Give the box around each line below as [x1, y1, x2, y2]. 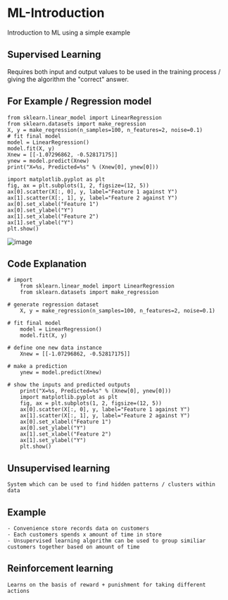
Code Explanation [7, 257, 87, 269]
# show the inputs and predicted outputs [7, 381, 131, 388]
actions [7, 587, 30, 594]
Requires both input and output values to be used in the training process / [7, 67, 221, 75]
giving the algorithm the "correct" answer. [7, 75, 129, 83]
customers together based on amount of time [7, 544, 140, 551]
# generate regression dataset [7, 301, 99, 308]
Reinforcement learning [7, 563, 114, 575]
